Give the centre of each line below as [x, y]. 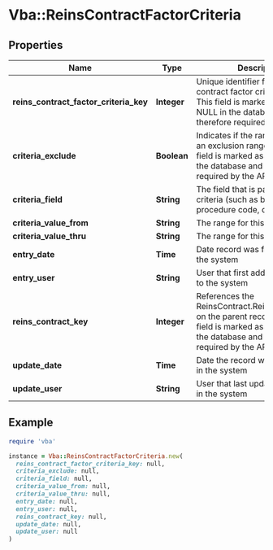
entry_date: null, [47, 501]
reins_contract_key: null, [61, 517]
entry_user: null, [47, 509]
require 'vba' [32, 441]
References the [225, 296]
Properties [36, 45]
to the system [222, 283]
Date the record [226, 360]
